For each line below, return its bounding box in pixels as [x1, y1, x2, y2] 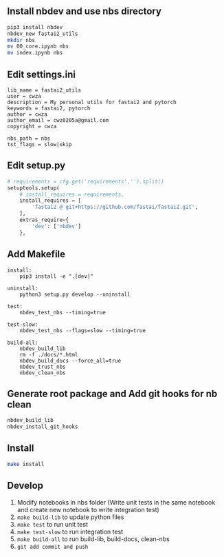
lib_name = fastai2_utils [7, 87, 81, 94]
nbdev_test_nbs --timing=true [19, 309, 107, 316]
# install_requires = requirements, [19, 191, 125, 198]
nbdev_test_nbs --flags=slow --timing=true [19, 327, 146, 334]
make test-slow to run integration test [16, 527, 124, 536]
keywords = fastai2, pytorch [7, 105, 91, 112]
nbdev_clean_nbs [19, 369, 67, 376]
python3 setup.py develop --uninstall [19, 291, 131, 298]
